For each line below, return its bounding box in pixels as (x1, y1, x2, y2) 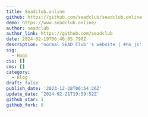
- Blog (11, 74, 28, 80)
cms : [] (6, 63, 26, 70)
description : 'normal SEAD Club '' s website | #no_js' (6, 42, 143, 48)
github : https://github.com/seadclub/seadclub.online (6, 14, 143, 20)
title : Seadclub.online (6, 8, 65, 15)
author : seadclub (6, 25, 49, 31)
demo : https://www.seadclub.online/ (6, 19, 97, 25)
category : (6, 69, 31, 75)
